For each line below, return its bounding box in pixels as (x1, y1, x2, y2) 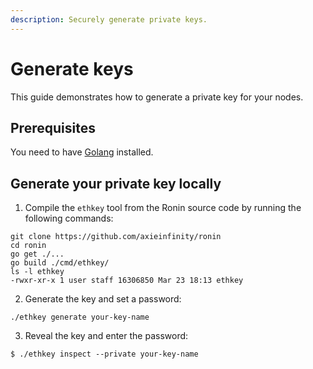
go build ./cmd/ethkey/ (10, 258, 110, 268)
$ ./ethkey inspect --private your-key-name (10, 349, 199, 360)
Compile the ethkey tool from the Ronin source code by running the (24, 202, 302, 214)
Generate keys (10, 57, 134, 80)
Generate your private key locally (10, 175, 222, 192)
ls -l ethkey (10, 267, 65, 277)
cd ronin (10, 241, 47, 251)
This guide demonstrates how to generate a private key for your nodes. (10, 91, 304, 103)
